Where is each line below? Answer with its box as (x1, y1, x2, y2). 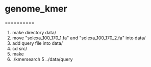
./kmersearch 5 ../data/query (12, 56, 73, 62)
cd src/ (12, 45, 28, 51)
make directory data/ (12, 29, 57, 35)
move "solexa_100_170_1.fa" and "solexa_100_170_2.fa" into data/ (12, 35, 146, 41)
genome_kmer (5, 3, 67, 15)
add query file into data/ (12, 40, 63, 46)
